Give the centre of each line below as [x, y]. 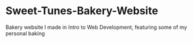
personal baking [25, 33]
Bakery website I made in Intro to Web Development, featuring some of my [96, 27]
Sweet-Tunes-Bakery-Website [82, 11]
